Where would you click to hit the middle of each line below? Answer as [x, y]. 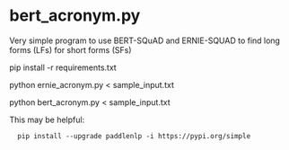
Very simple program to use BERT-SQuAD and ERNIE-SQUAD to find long [145, 40]
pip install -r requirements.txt [63, 67]
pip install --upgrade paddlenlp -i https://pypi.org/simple [134, 136]
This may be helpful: [47, 119]
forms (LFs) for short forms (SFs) [70, 49]
